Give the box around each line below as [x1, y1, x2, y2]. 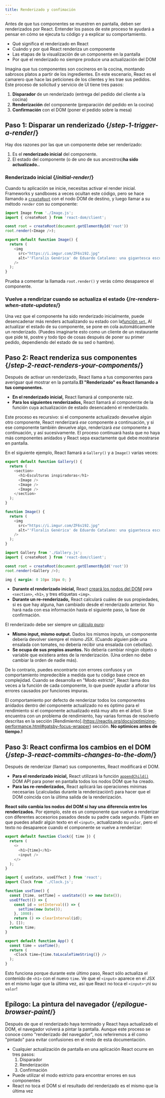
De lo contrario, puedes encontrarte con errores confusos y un [5, 667, 133, 673]
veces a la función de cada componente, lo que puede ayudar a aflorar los [5, 682, 156, 689]
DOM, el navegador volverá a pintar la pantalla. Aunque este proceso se [5, 1026, 151, 1032]
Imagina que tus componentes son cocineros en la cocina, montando [5, 66, 145, 72]
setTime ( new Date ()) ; [18, 907, 63, 912]
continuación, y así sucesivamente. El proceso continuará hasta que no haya [5, 430, 160, 436]
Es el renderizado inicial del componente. [12, 151, 98, 157]
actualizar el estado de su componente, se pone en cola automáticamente [5, 323, 155, 330]
